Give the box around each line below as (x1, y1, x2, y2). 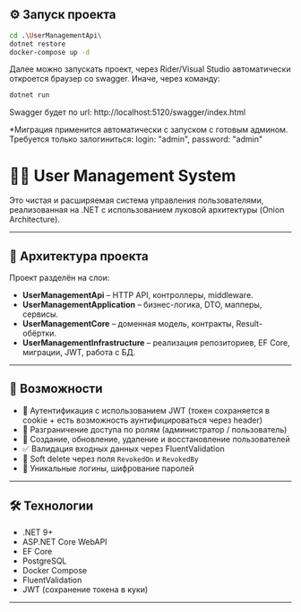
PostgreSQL (21, 555, 67, 566)
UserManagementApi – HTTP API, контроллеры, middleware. (21, 290, 254, 301)
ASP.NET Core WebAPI (21, 536, 107, 546)
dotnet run (9, 91, 50, 100)
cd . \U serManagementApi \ (9, 31, 102, 39)
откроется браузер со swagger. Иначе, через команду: (9, 74, 220, 84)
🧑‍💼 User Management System (9, 165, 236, 186)
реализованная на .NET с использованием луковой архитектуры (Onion (9, 205, 285, 215)
